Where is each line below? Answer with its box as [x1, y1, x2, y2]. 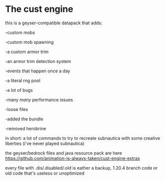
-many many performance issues [5, 97, 73, 103]
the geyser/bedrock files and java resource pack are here [5, 150, 122, 156]
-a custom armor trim [5, 49, 49, 55]
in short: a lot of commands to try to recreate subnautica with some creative [5, 135, 160, 141]
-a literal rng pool [5, 77, 41, 83]
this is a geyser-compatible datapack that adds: [5, 20, 103, 26]
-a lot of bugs [5, 87, 33, 93]
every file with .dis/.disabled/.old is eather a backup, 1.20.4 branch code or [5, 165, 158, 171]
